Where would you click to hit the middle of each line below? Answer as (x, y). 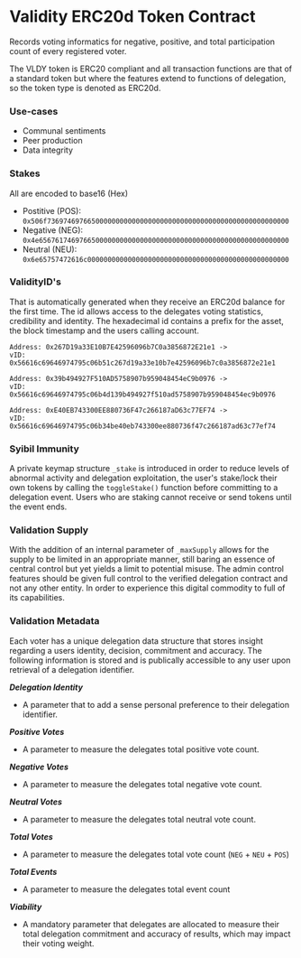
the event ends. (38, 507)
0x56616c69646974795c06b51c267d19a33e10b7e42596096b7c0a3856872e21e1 (143, 363)
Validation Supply (49, 530)
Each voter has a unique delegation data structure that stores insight (137, 641)
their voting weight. (58, 943)
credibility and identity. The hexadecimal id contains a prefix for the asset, (146, 321)
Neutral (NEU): (50, 249)
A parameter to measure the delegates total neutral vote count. (139, 819)
